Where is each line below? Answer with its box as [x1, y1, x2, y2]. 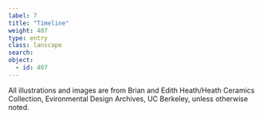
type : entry [8, 33, 48, 42]
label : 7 [8, 11, 37, 20]
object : [8, 57, 34, 65]
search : [8, 49, 34, 57]
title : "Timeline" [8, 19, 69, 27]
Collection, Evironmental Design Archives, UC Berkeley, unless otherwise [8, 93, 249, 104]
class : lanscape [8, 41, 62, 49]
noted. [8, 102, 29, 112]
